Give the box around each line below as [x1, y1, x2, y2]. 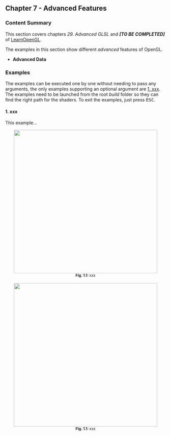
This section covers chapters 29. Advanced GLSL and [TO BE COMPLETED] [5, 31, 165, 37]
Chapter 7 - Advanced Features [5, 4, 107, 13]
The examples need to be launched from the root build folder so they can [5, 91, 159, 97]
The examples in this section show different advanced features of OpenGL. [5, 46, 163, 53]
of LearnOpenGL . [5, 36, 42, 42]
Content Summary [5, 19, 52, 27]
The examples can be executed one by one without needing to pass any [5, 80, 156, 86]
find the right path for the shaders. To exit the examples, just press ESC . [5, 96, 156, 102]
